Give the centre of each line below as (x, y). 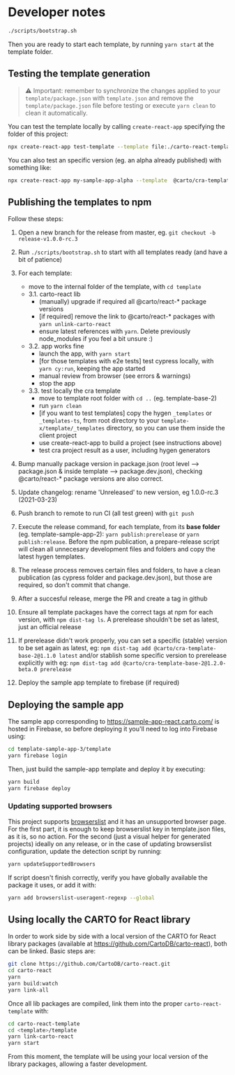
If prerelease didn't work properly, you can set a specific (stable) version (122, 640)
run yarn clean (60, 406)
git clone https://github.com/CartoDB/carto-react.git (89, 964)
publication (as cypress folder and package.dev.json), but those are (115, 577)
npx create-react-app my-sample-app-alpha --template (88, 180)
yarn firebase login (38, 756)
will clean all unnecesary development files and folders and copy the (116, 549)
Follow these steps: (36, 219)
